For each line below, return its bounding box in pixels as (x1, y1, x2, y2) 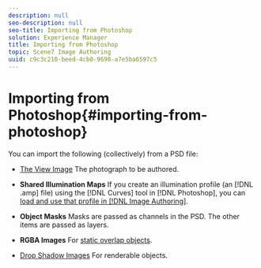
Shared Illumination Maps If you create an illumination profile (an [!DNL (19, 179, 254, 189)
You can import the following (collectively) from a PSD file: (8, 149, 199, 158)
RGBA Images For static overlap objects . (19, 235, 153, 244)
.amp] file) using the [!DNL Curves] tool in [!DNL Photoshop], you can (19, 188, 246, 197)
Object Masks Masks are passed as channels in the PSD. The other (19, 211, 240, 221)
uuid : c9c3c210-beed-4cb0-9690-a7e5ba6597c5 (8, 56, 157, 64)
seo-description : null (8, 19, 83, 27)
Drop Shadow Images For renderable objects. (19, 250, 168, 260)
